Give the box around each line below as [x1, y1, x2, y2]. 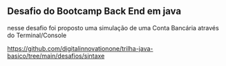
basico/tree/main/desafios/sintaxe [7, 52, 105, 60]
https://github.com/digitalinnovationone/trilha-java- [7, 44, 153, 52]
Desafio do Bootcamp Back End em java [7, 5, 182, 17]
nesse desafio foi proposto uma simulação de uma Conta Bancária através [7, 23, 219, 32]
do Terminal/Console [7, 31, 67, 39]
